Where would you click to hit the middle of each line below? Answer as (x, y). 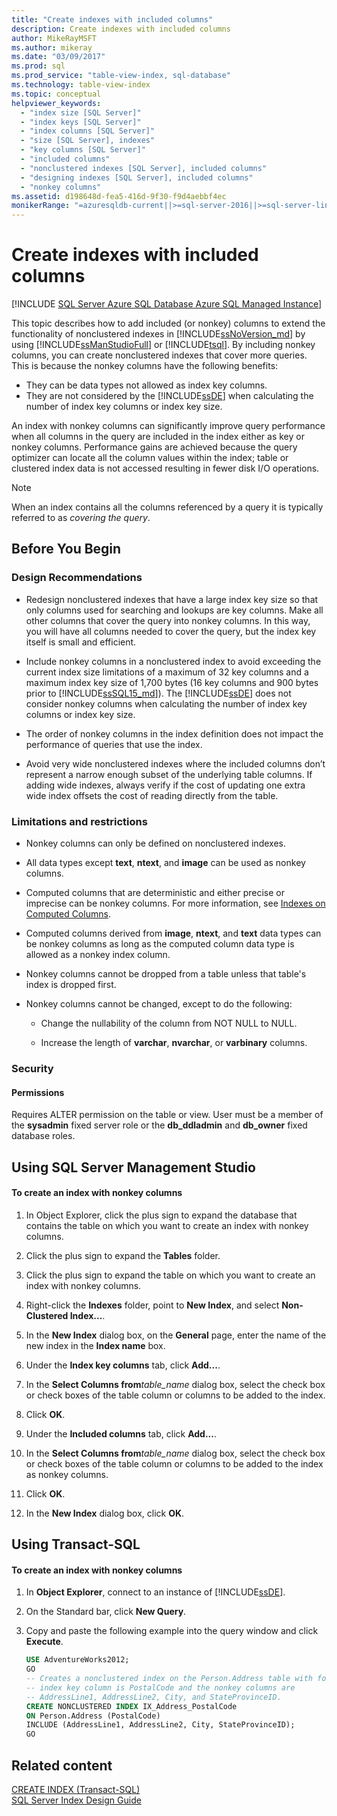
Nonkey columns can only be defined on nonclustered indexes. (155, 843)
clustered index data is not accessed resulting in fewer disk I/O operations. (165, 468)
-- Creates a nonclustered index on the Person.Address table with (169, 1679)
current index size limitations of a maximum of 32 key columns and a (167, 672)
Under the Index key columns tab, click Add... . (123, 1365)
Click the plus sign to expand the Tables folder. (123, 1255)
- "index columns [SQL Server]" (88, 131)
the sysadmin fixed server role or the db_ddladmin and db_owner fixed (159, 1125)
